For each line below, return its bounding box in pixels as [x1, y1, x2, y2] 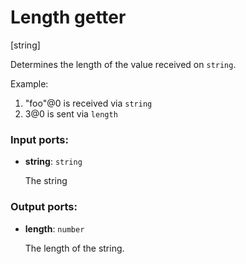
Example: [10, 77, 49, 90]
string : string [24, 156, 83, 168]
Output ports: [10, 200, 78, 214]
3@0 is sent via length [24, 107, 118, 120]
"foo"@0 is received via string [24, 97, 153, 109]
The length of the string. [24, 242, 125, 254]
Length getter [10, 6, 127, 29]
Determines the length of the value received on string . [10, 58, 237, 70]
